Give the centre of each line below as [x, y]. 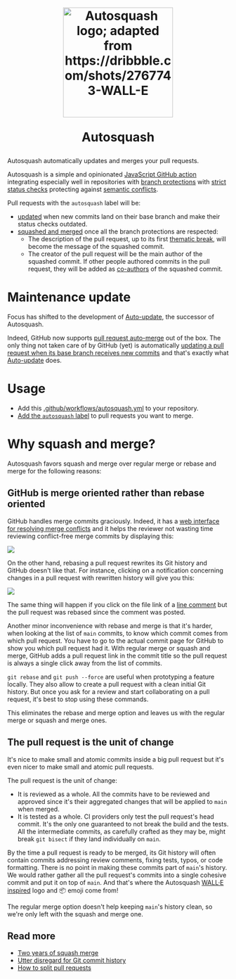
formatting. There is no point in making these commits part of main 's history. [117, 867]
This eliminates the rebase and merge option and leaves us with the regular [116, 712]
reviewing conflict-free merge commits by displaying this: [91, 536]
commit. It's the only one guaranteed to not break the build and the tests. [123, 824]
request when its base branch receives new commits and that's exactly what [118, 353]
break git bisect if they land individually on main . [89, 839]
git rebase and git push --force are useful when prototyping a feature [111, 677]
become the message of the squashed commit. [96, 247]
